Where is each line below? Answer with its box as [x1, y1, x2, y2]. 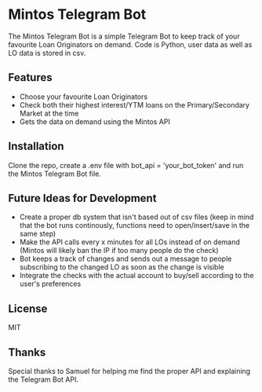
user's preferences [19, 279, 82, 288]
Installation [8, 140, 64, 153]
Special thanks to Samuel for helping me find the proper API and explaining [8, 367, 251, 376]
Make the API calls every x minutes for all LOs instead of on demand [19, 237, 241, 247]
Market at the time [19, 108, 79, 118]
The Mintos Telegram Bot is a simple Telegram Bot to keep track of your [8, 31, 241, 41]
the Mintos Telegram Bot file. [8, 169, 102, 178]
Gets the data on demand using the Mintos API [19, 116, 170, 126]
